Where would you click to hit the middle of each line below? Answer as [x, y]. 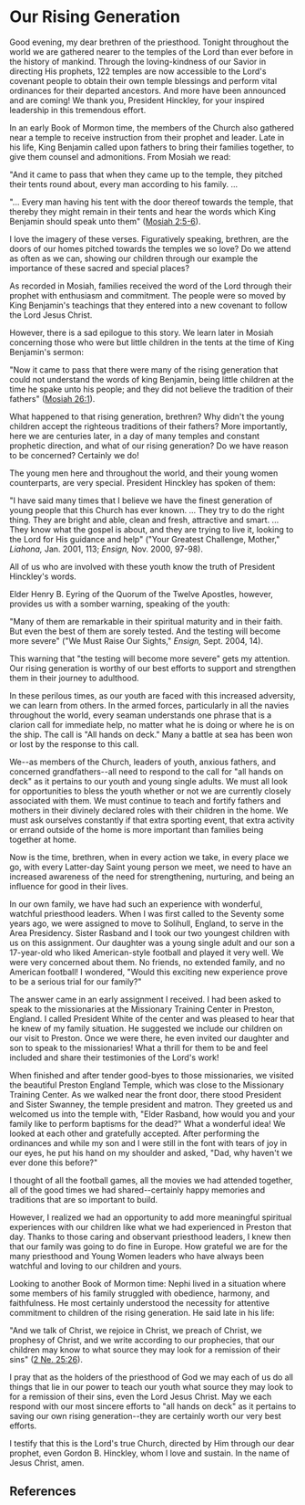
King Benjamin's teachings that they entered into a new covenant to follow [149, 305]
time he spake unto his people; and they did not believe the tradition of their [152, 389]
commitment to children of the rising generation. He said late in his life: [142, 1312]
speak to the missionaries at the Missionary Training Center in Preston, [142, 1009]
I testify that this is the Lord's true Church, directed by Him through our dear [152, 1443]
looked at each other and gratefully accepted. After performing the [134, 1133]
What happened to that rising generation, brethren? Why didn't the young [147, 416]
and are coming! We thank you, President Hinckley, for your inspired [137, 100]
